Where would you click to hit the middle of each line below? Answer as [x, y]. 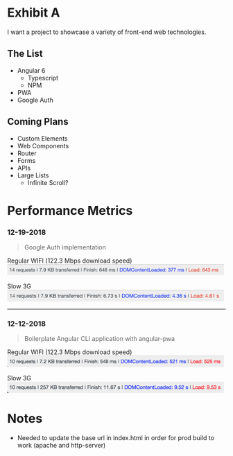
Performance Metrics [70, 210]
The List [25, 54]
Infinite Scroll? [48, 182]
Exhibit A [34, 13]
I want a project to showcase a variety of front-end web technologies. [107, 32]
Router [27, 153]
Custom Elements [42, 138]
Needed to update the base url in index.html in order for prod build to [116, 437]
